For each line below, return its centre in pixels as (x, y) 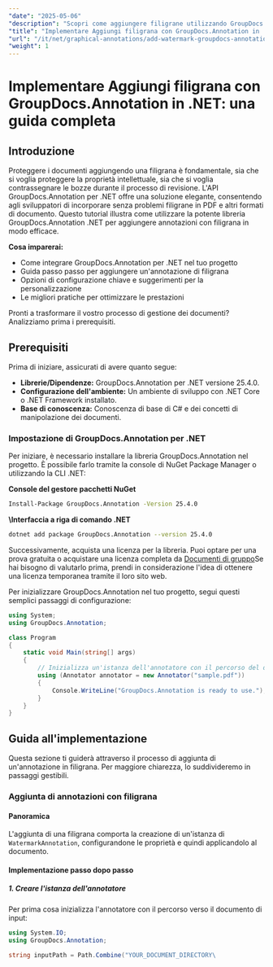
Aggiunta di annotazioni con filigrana (83, 797)
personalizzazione (51, 289)
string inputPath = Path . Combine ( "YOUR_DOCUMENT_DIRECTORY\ (113, 955)
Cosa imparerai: (36, 247)
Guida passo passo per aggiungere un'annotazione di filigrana (124, 271)
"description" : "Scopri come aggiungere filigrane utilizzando (118, 24)
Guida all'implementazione (78, 739)
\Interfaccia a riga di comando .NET (70, 520)
